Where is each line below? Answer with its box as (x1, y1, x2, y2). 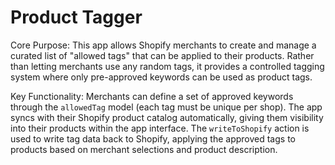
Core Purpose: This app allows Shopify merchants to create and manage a (10, 39, 317, 51)
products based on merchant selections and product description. (10, 143, 278, 155)
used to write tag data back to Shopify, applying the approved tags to (10, 132, 296, 145)
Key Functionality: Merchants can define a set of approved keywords (10, 90, 294, 102)
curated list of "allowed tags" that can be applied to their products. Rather (10, 49, 315, 61)
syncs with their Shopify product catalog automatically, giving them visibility (10, 111, 324, 123)
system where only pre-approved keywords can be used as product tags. (10, 71, 313, 83)
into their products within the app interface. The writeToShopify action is (10, 122, 310, 134)
